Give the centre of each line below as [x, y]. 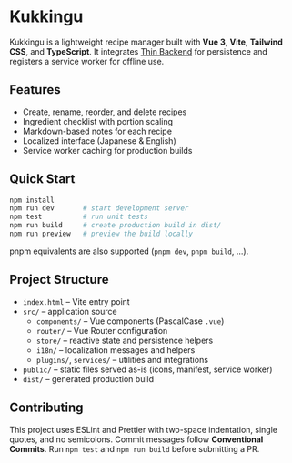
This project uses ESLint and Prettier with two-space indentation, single [143, 429]
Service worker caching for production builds [107, 150]
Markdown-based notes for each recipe [97, 131]
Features [35, 90]
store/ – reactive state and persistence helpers [125, 340]
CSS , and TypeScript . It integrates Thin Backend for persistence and [139, 51]
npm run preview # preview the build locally [101, 234]
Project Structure [59, 280]
